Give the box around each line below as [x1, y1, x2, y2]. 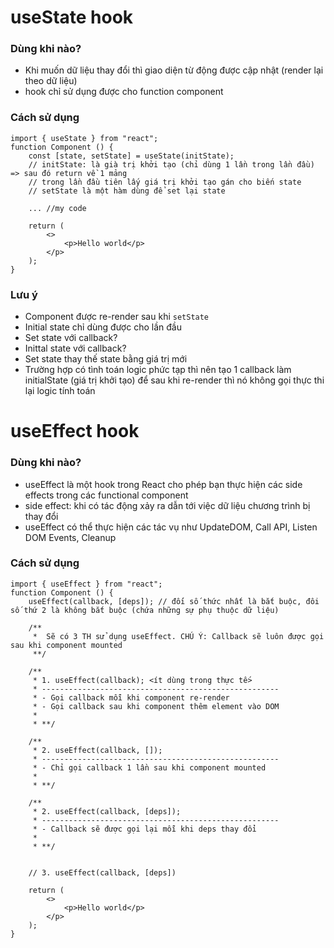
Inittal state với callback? [24, 342, 127, 355]
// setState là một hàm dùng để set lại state [28, 186, 226, 196]
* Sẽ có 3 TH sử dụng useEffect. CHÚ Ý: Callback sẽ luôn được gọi [32, 631, 325, 641]
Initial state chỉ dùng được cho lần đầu [24, 321, 182, 333]
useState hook [10, 6, 134, 29]
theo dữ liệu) [24, 75, 78, 87]
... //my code [28, 203, 87, 213]
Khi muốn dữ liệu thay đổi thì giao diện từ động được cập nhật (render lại [24, 64, 324, 76]
